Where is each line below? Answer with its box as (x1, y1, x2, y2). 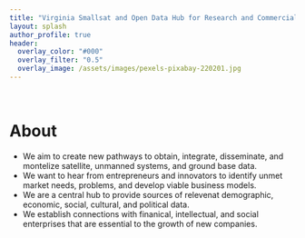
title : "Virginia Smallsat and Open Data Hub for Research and (9, 13, 254, 23)
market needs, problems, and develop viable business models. (22, 179, 257, 191)
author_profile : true (9, 30, 92, 39)
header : (9, 38, 39, 48)
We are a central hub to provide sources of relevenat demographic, (22, 189, 274, 200)
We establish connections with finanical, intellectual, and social (22, 208, 259, 219)
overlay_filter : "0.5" (17, 55, 103, 64)
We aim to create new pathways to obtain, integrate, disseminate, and (22, 151, 284, 162)
